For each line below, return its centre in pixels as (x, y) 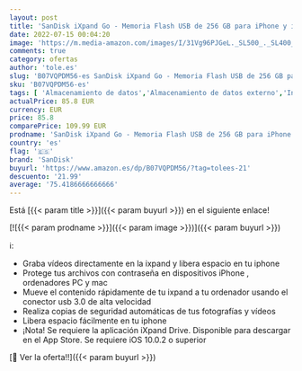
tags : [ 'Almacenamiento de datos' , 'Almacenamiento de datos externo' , (146, 93)
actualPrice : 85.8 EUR (52, 101)
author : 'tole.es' (44, 68)
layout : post (34, 18)
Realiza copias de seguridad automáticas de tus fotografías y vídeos (149, 312)
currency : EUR (36, 110)
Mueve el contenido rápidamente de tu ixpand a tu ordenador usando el (155, 292)
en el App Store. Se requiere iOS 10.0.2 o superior (114, 340)
